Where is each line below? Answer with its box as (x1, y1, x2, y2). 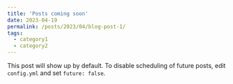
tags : (7, 29, 23, 37)
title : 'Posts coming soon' (7, 10, 89, 17)
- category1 (13, 36, 49, 43)
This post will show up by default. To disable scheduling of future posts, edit (7, 62, 226, 69)
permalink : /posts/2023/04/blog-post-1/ (7, 23, 127, 30)
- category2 (13, 42, 49, 49)
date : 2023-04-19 (7, 17, 58, 24)
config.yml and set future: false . (7, 69, 106, 77)
